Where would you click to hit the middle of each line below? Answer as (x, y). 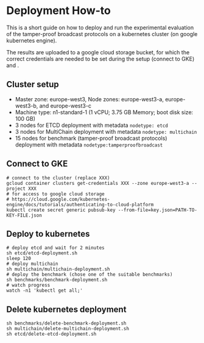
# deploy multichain (33, 264)
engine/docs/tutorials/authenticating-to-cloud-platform (80, 204)
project (16, 189)
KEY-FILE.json (24, 215)
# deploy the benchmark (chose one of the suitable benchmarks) (90, 275)
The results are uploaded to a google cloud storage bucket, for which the (98, 52)
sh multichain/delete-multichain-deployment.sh (68, 329)
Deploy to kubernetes (48, 233)
